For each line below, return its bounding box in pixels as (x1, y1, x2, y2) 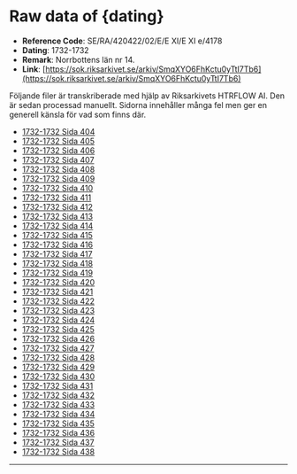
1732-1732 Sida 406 (21, 144, 95, 156)
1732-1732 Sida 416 (21, 239, 94, 250)
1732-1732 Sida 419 (21, 268, 94, 278)
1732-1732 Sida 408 (21, 164, 95, 175)
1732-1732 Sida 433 (21, 399, 95, 409)
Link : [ (21, 64, 46, 74)
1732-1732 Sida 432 (21, 390, 95, 400)
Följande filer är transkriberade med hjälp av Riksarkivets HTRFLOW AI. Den (9, 90, 286, 101)
